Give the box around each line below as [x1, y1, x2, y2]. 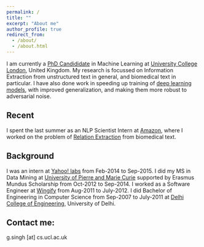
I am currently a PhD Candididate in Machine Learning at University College [6, 59, 198, 67]
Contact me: [6, 217, 55, 227]
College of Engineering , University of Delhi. [6, 200, 116, 207]
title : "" [6, 15, 32, 21]
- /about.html [12, 44, 48, 50]
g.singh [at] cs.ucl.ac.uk [6, 234, 68, 241]
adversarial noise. [6, 93, 52, 100]
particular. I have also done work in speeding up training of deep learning [6, 79, 192, 86]
